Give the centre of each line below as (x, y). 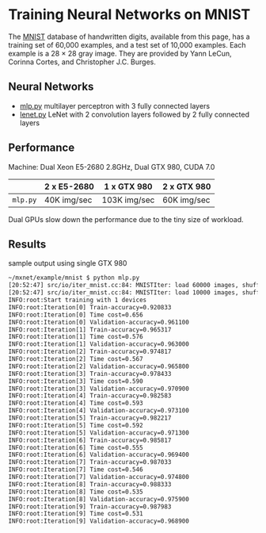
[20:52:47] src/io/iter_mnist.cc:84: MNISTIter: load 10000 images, (123, 293)
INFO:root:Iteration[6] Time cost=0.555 (76, 447)
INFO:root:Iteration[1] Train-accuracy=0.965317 (90, 330)
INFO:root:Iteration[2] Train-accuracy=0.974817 (90, 352)
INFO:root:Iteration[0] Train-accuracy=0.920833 (90, 307)
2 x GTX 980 (186, 186)
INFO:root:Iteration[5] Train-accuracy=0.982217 (90, 418)
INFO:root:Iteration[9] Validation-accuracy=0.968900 (99, 521)
